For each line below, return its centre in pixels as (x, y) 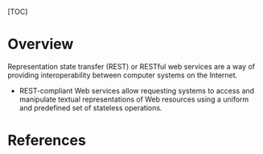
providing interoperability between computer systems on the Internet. (123, 75)
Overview (41, 44)
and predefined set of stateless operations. (90, 107)
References (47, 141)
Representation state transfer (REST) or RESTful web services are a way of (131, 66)
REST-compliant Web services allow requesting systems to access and (137, 90)
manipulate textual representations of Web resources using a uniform (134, 99)
